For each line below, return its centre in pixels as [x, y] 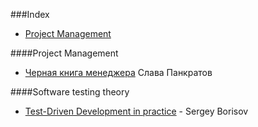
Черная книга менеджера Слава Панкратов [118, 72]
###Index [30, 14]
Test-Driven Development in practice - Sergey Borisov [136, 111]
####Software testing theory [70, 92]
